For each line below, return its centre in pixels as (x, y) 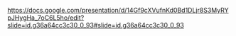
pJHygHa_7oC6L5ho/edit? (46, 18)
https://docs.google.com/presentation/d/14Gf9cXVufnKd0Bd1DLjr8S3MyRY (118, 10)
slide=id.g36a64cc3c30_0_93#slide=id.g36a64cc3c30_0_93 (96, 25)
